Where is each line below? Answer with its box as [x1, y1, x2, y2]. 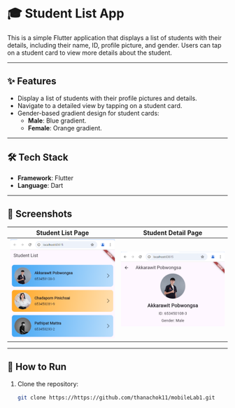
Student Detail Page [143, 229, 203, 237]
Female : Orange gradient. [27, 123, 103, 132]
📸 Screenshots [7, 208, 73, 219]
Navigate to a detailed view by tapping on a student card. [17, 101, 183, 109]
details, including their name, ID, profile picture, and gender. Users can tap [7, 41, 222, 49]
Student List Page [36, 229, 90, 237]
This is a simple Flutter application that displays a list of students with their [7, 33, 222, 42]
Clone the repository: [17, 379, 79, 388]
